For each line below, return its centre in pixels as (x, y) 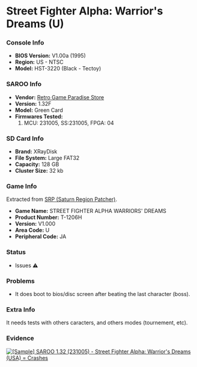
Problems (20, 281)
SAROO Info (24, 84)
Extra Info (21, 309)
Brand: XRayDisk (36, 152)
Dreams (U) (35, 24)
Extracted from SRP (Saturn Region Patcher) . (62, 199)
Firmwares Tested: (39, 116)
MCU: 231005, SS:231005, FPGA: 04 (69, 123)
